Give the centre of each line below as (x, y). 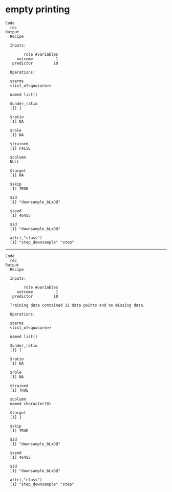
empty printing (38, 9)
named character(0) (31, 404)
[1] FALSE (20, 148)
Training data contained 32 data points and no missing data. (78, 305)
